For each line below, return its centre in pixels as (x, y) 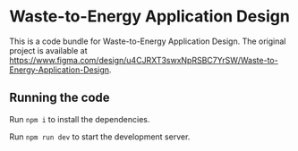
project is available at (48, 50)
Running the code (60, 98)
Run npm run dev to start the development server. (100, 137)
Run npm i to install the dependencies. (80, 119)
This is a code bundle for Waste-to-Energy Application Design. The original (148, 41)
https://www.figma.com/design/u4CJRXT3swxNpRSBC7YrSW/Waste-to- (144, 60)
